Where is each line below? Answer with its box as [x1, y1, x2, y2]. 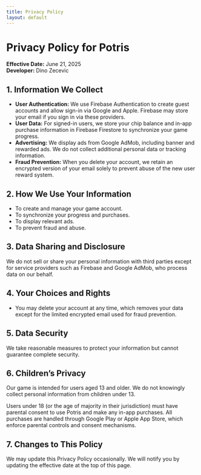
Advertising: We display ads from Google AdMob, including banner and [15, 139, 195, 146]
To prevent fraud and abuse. [15, 224, 87, 232]
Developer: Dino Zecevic [6, 67, 69, 74]
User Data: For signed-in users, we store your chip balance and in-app [15, 120, 192, 127]
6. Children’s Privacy [6, 368, 86, 378]
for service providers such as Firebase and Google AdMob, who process [6, 264, 188, 271]
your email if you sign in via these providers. [15, 113, 126, 121]
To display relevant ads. [15, 218, 74, 225]
